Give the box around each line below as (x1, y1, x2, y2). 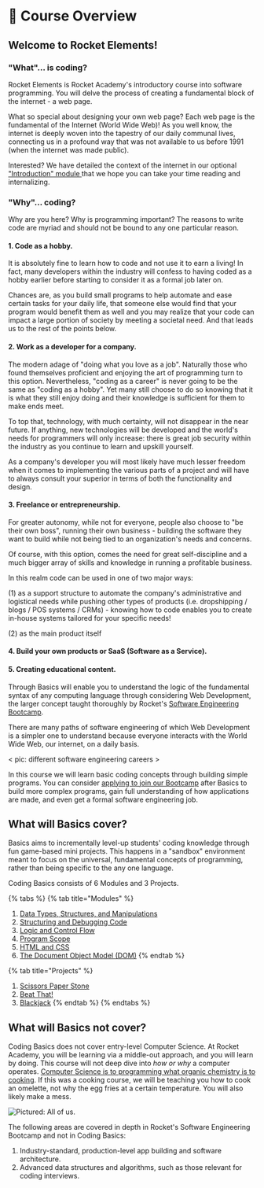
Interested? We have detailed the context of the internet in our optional (8, 160, 237, 170)
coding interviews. (19, 1171, 80, 1181)
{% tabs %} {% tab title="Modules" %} (8, 894, 134, 903)
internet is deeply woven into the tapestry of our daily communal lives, (8, 128, 236, 138)
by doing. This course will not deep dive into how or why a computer (8, 1058, 230, 1068)
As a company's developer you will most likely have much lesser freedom (8, 456, 246, 467)
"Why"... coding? (8, 197, 76, 208)
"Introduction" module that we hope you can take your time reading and (8, 168, 241, 178)
